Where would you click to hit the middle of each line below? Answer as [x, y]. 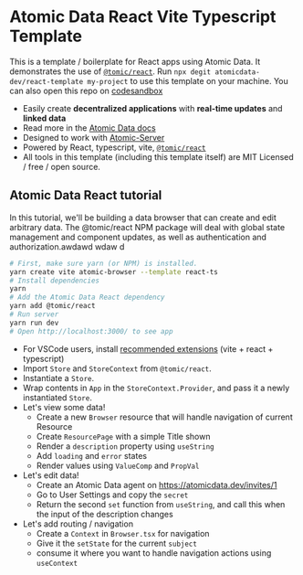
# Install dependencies [55, 281]
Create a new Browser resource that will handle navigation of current [165, 417]
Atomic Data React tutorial [86, 195]
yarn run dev [34, 323]
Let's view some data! [64, 407]
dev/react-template [47, 81]
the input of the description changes [104, 514]
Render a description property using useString [125, 446]
